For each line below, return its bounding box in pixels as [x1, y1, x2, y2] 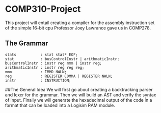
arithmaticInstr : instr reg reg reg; [5, 65, 84, 70]
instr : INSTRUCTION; [5, 78, 71, 83]
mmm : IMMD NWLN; [5, 69, 67, 74]
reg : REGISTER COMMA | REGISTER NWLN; [5, 74, 113, 79]
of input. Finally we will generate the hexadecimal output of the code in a [5, 97, 152, 103]
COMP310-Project [5, 3, 81, 15]
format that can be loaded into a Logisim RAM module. [5, 102, 115, 108]
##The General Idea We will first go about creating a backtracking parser [5, 86, 153, 92]
